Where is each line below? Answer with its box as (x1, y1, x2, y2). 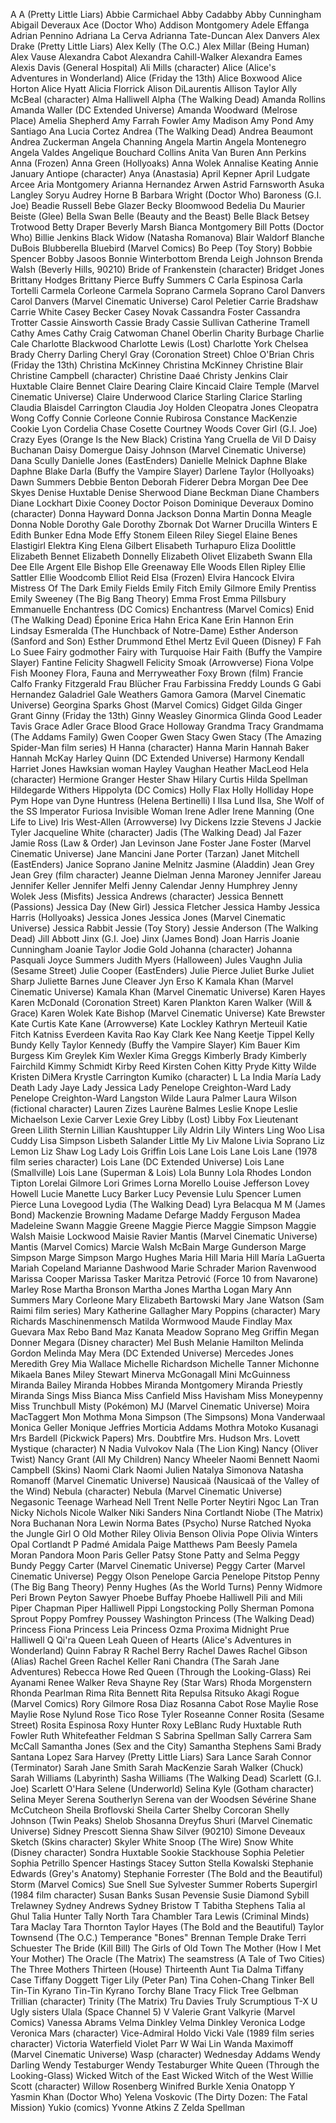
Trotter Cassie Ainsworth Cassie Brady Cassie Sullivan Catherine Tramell (10, 317, 310, 328)
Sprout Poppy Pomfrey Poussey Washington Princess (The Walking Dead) (10, 1613, 315, 1624)
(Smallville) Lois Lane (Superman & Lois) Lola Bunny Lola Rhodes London (10, 1167, 312, 1178)
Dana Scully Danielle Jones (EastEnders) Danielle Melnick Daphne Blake (10, 455, 308, 466)
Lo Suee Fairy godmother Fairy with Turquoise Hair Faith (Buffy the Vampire (10, 646, 323, 658)
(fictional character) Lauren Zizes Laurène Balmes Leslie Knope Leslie (10, 1103, 298, 1114)
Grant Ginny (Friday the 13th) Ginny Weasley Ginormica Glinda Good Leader (10, 710, 323, 721)
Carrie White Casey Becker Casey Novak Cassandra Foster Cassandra (10, 306, 301, 318)
